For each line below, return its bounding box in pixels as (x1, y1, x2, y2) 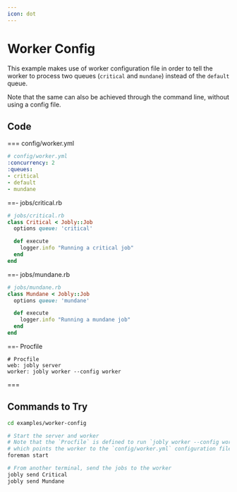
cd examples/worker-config (7, 419, 87, 426)
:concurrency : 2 (7, 159, 55, 166)
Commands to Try (7, 401, 88, 413)
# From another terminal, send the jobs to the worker (7, 465, 172, 472)
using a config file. (7, 100, 61, 109)
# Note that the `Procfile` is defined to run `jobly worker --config (7, 438, 219, 446)
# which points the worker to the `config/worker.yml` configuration (7, 445, 217, 453)
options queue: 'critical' (13, 225, 93, 233)
